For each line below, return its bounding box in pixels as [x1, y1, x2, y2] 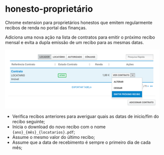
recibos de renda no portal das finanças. [5, 24, 87, 30]
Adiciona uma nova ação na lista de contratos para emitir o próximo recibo [5, 34, 155, 40]
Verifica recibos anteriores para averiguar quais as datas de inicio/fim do [12, 113, 159, 119]
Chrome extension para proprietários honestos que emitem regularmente [5, 20, 153, 25]
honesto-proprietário [5, 3, 93, 15]
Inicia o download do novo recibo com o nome [12, 124, 106, 130]
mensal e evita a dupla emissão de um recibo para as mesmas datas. [5, 39, 144, 45]
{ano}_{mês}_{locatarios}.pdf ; [12, 129, 75, 135]
